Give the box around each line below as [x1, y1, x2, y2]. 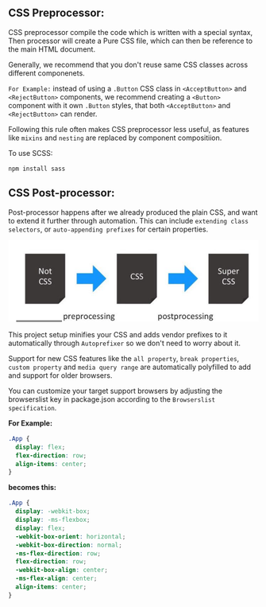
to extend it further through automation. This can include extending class [8, 216, 249, 225]
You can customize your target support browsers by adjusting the [8, 386, 223, 395]
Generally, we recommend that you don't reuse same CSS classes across [8, 60, 249, 69]
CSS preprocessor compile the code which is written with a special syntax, [8, 27, 253, 37]
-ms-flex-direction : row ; [15, 549, 102, 558]
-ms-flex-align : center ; [15, 574, 98, 583]
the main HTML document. [8, 44, 96, 54]
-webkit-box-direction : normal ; [15, 541, 123, 549]
